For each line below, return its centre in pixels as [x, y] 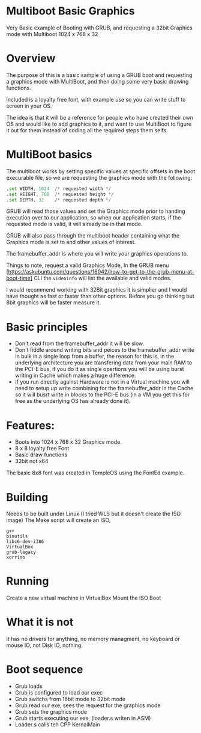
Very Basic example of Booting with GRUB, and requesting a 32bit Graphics [100, 28]
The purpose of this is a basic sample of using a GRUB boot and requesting [99, 75]
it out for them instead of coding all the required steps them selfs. [87, 130]
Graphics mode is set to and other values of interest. [71, 242]
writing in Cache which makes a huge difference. [75, 376]
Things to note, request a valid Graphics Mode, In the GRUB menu [88, 265]
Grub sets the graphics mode [51, 712]
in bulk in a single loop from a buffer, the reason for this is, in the [94, 357]
